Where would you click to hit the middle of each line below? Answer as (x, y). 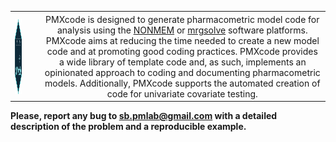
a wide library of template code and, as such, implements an (182, 62)
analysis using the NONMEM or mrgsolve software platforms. (182, 30)
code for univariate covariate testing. (182, 93)
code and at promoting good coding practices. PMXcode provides (182, 51)
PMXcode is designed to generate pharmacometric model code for (182, 19)
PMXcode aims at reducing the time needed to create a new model (182, 40)
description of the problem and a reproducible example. (128, 126)
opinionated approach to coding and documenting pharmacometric (182, 72)
